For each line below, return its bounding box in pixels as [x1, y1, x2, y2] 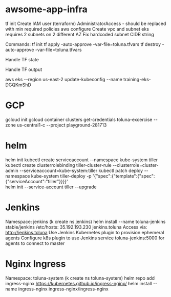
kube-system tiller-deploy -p [31, 172, 92, 179]
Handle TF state [5, 56, 39, 62]
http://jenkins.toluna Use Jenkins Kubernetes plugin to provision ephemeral [5, 229, 164, 235]
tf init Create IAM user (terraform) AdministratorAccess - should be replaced [5, 20, 166, 27]
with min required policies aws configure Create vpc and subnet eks [5, 26, 149, 32]
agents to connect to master [5, 240, 65, 246]
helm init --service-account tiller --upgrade [5, 184, 97, 190]
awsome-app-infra [5, 4, 88, 15]
